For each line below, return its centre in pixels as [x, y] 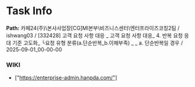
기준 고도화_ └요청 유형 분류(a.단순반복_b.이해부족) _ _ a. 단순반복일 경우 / [97, 43]
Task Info [29, 11]
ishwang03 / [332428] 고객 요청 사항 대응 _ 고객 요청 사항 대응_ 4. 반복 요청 [95, 35]
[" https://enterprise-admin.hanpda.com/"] [66, 78]
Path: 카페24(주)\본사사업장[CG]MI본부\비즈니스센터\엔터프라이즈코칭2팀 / [93, 28]
